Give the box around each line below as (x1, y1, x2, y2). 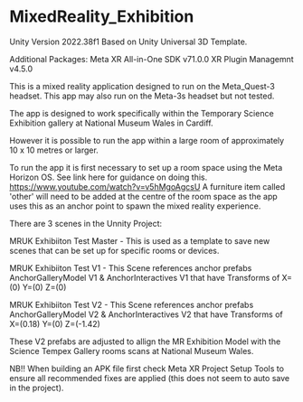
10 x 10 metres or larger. (9, 145, 99, 155)
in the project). (9, 382, 64, 393)
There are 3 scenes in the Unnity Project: (9, 218, 163, 229)
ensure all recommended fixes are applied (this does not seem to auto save (9, 372, 290, 383)
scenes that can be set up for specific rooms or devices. (9, 245, 220, 256)
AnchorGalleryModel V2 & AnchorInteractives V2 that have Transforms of (9, 309, 283, 320)
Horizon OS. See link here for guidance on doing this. (9, 172, 208, 182)
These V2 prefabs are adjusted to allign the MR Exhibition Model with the (9, 336, 281, 347)
